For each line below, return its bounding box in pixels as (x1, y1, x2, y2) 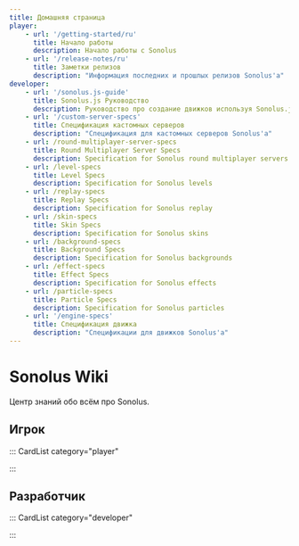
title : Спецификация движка (32, 320, 138, 329)
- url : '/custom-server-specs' (25, 112, 141, 121)
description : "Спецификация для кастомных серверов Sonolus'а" (32, 129, 273, 138)
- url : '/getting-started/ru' (25, 29, 138, 38)
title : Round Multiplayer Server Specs (32, 145, 181, 154)
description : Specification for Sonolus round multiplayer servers (32, 153, 289, 163)
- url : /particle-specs (25, 286, 114, 295)
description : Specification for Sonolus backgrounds (32, 253, 233, 263)
